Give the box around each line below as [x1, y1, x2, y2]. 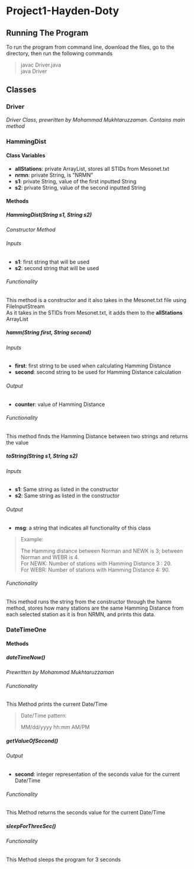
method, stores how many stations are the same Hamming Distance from [6, 604, 184, 611]
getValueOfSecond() [6, 737, 59, 744]
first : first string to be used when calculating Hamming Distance [14, 362, 172, 369]
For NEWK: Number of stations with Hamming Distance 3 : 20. [20, 560, 172, 567]
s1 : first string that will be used [14, 258, 90, 265]
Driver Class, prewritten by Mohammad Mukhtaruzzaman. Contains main [6, 116, 185, 123]
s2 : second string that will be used [14, 264, 99, 271]
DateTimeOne [6, 625, 47, 633]
